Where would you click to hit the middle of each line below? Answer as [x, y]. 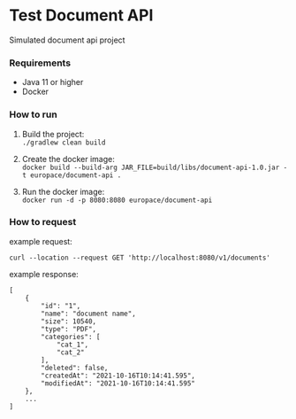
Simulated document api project [67, 40]
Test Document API [81, 16]
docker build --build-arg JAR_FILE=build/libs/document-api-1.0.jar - [155, 167]
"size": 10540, [69, 321]
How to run [33, 114]
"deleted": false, [75, 368]
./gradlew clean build [64, 143]
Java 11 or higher [53, 82]
